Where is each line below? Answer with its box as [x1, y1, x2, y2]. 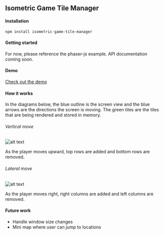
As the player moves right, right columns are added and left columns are [5, 190, 154, 197]
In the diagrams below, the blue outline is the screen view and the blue [5, 101, 150, 107]
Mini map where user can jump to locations [12, 224, 101, 230]
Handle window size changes [12, 218, 73, 224]
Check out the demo [5, 79, 47, 85]
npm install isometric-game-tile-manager [5, 29, 93, 34]
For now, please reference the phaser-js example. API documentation [5, 51, 148, 57]
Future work [5, 207, 31, 213]
